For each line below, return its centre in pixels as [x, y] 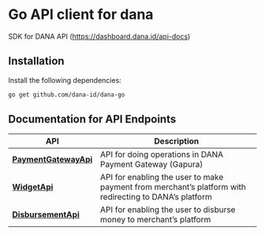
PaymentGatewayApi [52, 159]
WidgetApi [33, 187]
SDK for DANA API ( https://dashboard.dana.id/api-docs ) [99, 36]
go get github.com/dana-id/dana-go [67, 95]
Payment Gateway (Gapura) [151, 165]
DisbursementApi [46, 214]
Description [177, 141]
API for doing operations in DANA [162, 155]
